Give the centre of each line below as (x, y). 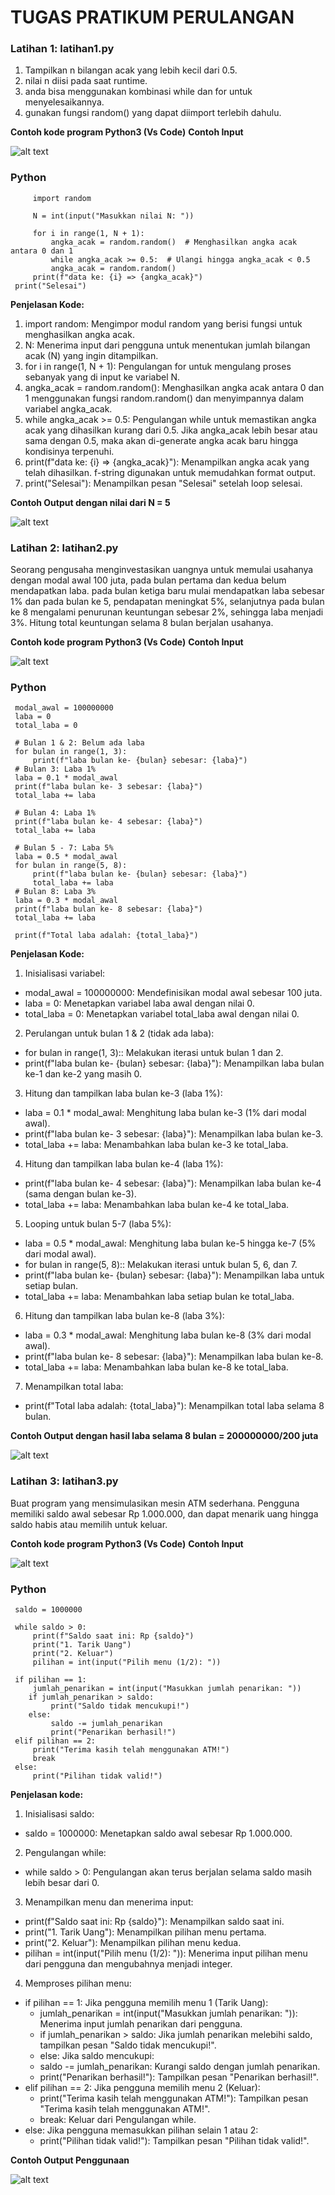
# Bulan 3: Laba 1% (55, 769)
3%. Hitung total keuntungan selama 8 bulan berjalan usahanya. (142, 623)
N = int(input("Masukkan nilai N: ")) (113, 216)
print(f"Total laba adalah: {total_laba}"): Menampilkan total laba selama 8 (174, 1406)
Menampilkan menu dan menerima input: (109, 1902)
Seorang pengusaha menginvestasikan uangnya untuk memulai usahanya (162, 570)
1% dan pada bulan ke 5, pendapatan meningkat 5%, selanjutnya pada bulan (167, 602)
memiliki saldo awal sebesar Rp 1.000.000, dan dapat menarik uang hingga (164, 1513)
